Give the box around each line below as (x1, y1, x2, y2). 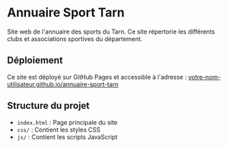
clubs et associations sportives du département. (7, 34, 143, 42)
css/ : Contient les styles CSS (16, 125, 101, 134)
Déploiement (7, 55, 63, 66)
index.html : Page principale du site (16, 118, 118, 126)
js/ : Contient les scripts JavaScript (16, 132, 118, 141)
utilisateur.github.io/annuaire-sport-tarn (7, 80, 119, 88)
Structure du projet (7, 100, 90, 112)
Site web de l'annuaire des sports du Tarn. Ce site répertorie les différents (7, 27, 215, 36)
